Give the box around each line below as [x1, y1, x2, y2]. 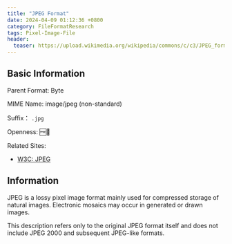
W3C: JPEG [17, 155, 51, 163]
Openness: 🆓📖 [7, 127, 50, 135]
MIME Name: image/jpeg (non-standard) [7, 100, 122, 108]
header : [7, 36, 30, 43]
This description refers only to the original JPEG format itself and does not [7, 221, 219, 229]
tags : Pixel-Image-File [7, 29, 76, 37]
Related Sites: [7, 141, 46, 149]
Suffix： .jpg [7, 113, 44, 122]
